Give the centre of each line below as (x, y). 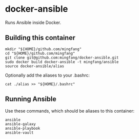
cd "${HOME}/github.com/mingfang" (40, 53)
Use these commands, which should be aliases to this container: (70, 111)
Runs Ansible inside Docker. (33, 22)
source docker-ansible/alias (35, 66)
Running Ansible (31, 99)
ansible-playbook (23, 128)
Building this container (40, 38)
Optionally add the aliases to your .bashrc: (48, 75)
